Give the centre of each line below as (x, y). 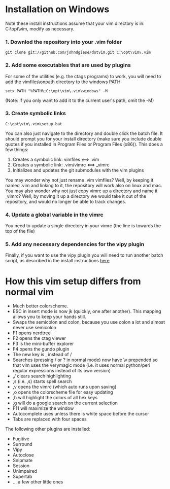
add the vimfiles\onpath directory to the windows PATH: (63, 82)
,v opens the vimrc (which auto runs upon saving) (64, 387)
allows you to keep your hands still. (49, 317)
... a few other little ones (38, 482)
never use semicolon (35, 328)
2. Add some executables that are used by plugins (68, 65)
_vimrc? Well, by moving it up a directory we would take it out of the (76, 196)
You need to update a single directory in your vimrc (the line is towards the (83, 226)
